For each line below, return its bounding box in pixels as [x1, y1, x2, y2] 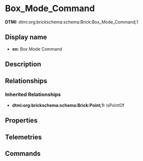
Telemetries [5, 133, 42, 141]
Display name [5, 33, 47, 41]
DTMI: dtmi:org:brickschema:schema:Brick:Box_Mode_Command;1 [5, 19, 139, 25]
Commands [5, 149, 41, 158]
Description [5, 60, 41, 69]
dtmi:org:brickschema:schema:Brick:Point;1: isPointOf [12, 102, 125, 108]
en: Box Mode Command [12, 46, 62, 52]
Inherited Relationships [5, 91, 61, 98]
